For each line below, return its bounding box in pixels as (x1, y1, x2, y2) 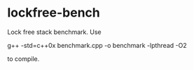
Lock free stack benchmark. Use (7, 28, 102, 36)
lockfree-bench (7, 5, 100, 21)
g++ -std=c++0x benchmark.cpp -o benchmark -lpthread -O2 (7, 41, 187, 49)
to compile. (7, 54, 40, 63)
